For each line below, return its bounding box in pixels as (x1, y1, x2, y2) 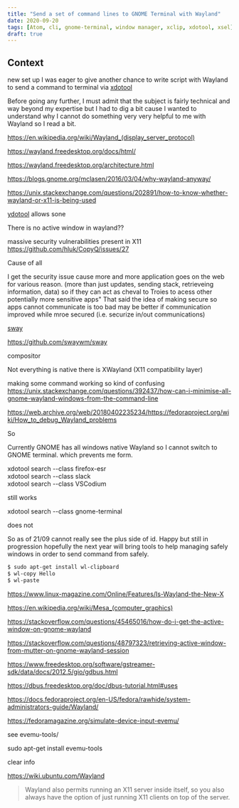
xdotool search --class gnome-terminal (7, 507, 122, 516)
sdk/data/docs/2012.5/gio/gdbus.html (7, 667, 119, 676)
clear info (7, 757, 36, 766)
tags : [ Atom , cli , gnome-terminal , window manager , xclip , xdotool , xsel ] (7, 23, 234, 31)
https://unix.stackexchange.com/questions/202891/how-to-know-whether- (7, 188, 228, 197)
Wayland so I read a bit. (7, 119, 77, 128)
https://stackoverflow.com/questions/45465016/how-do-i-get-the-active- (7, 617, 224, 626)
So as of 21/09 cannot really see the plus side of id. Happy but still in (7, 535, 208, 543)
